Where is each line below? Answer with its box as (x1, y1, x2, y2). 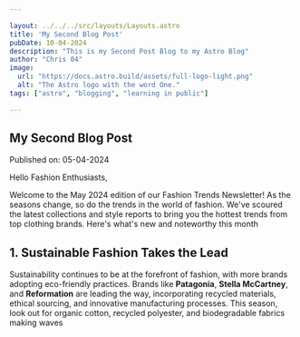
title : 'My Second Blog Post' (9, 29, 124, 39)
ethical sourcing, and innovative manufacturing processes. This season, (9, 298, 278, 309)
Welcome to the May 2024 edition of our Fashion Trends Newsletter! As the (9, 190, 292, 201)
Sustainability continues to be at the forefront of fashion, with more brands (9, 269, 288, 280)
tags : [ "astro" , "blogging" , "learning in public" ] (9, 88, 208, 98)
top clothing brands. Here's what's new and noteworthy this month (9, 219, 259, 230)
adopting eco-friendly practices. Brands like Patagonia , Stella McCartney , (9, 279, 288, 290)
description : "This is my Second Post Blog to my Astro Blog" (9, 46, 249, 55)
